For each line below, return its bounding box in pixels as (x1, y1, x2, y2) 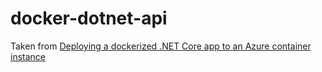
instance (10, 50, 46, 62)
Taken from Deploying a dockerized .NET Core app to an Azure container (10, 40, 312, 52)
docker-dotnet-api (10, 7, 168, 30)
